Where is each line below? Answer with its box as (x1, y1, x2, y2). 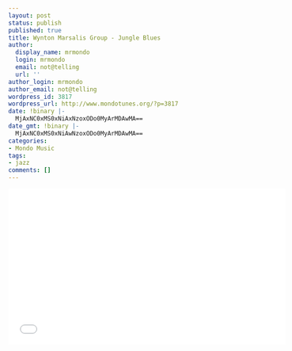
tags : (8, 151, 26, 159)
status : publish (8, 19, 62, 27)
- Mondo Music (8, 144, 55, 152)
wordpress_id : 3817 (8, 93, 73, 101)
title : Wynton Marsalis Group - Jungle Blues (8, 33, 161, 42)
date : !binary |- (8, 108, 66, 116)
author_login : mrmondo (8, 78, 83, 86)
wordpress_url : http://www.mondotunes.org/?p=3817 (8, 100, 179, 108)
